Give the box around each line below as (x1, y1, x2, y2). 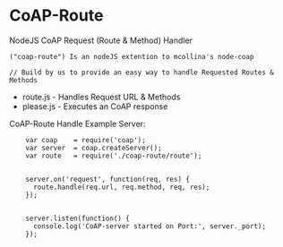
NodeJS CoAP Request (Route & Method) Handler (9, 35, 193, 46)
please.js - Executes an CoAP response (21, 100, 168, 112)
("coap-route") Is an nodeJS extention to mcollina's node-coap (9, 52, 254, 61)
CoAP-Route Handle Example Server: (9, 118, 146, 129)
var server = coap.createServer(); (25, 143, 163, 152)
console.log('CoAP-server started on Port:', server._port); (32, 221, 267, 231)
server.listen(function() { (25, 214, 130, 223)
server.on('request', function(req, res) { (25, 175, 191, 183)
